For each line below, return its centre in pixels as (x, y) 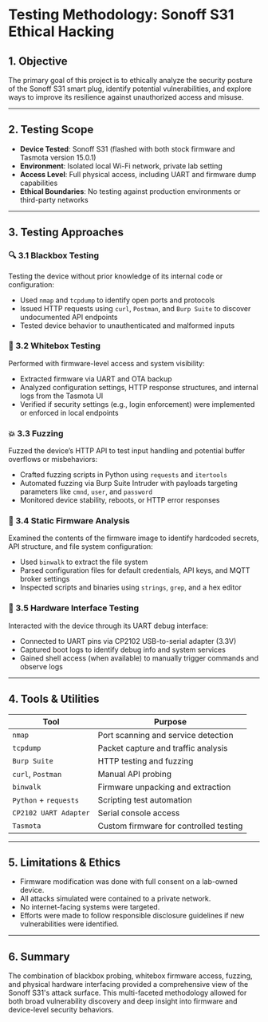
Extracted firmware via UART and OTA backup (96, 379)
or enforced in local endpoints (69, 412)
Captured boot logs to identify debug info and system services (122, 649)
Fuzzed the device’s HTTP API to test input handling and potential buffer (127, 451)
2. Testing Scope (51, 130)
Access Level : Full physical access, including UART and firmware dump (138, 174)
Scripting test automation (145, 799)
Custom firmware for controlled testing (170, 826)
